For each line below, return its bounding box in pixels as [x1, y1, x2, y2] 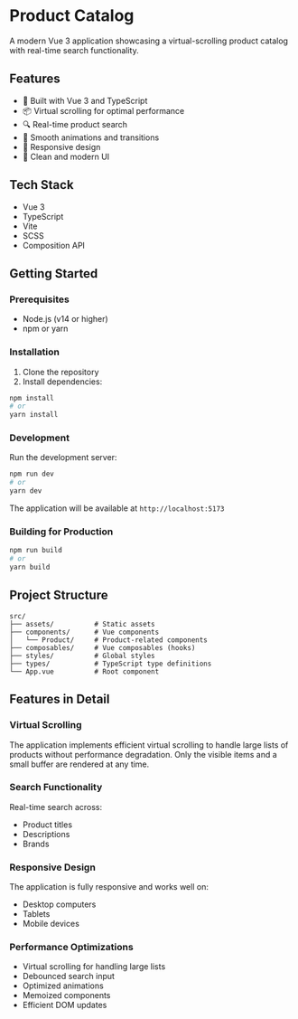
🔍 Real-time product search [22, 118, 128, 129]
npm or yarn [22, 323, 69, 335]
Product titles [22, 819, 73, 830]
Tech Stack [9, 177, 74, 193]
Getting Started [9, 266, 98, 281]
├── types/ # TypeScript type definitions [9, 659, 212, 668]
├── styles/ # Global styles [9, 651, 155, 660]
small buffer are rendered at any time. [9, 759, 150, 769]
